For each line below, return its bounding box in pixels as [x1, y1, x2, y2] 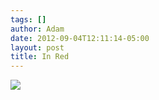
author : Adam [10, 24, 65, 34]
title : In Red [10, 52, 70, 62]
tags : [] [10, 14, 47, 25]
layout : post [10, 42, 65, 53]
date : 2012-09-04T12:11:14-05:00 [10, 33, 150, 43]
